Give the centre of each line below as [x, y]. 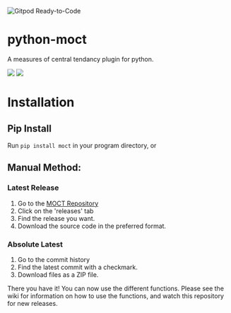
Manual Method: [44, 167]
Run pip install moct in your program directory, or [82, 145]
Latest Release [33, 188]
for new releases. [32, 303]
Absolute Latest [35, 244]
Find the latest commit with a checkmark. [77, 267]
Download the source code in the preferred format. [92, 226]
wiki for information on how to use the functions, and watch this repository [116, 296]
